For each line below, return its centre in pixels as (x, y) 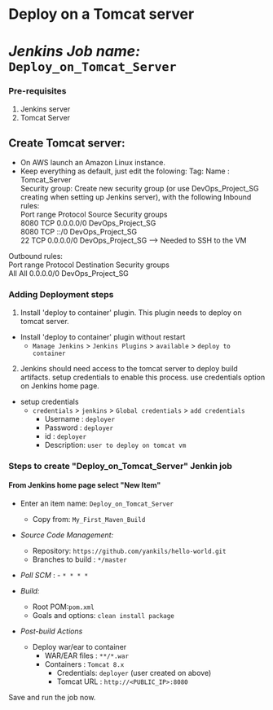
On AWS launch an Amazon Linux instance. (92, 163)
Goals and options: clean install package (103, 615)
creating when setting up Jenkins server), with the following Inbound (136, 197)
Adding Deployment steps (61, 295)
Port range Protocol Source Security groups (94, 215)
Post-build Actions (51, 631)
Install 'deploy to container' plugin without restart (103, 337)
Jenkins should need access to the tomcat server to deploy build (129, 368)
